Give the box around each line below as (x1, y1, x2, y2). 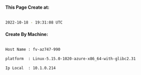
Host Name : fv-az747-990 (5, 47, 60, 52)
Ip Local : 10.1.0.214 (5, 66, 56, 71)
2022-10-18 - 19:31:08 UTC (5, 20, 63, 25)
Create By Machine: (5, 31, 49, 37)
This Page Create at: (5, 4, 50, 10)
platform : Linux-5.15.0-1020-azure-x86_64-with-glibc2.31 (5, 57, 136, 62)
